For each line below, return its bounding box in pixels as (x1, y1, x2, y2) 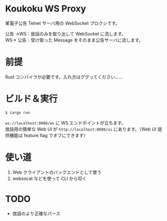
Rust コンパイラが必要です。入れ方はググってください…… (5, 73, 123, 80)
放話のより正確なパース (12, 210, 61, 216)
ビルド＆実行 (5, 93, 58, 105)
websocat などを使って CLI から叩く (12, 175, 87, 181)
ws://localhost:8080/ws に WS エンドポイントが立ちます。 (5, 119, 126, 125)
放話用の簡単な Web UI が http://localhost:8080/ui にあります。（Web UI (5, 126, 157, 132)
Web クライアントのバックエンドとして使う (12, 169, 102, 175)
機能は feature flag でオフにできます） (9, 132, 88, 138)
